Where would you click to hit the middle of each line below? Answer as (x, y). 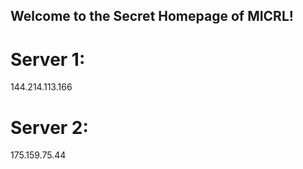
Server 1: (48, 59)
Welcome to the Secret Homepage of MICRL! (152, 16)
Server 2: (49, 127)
